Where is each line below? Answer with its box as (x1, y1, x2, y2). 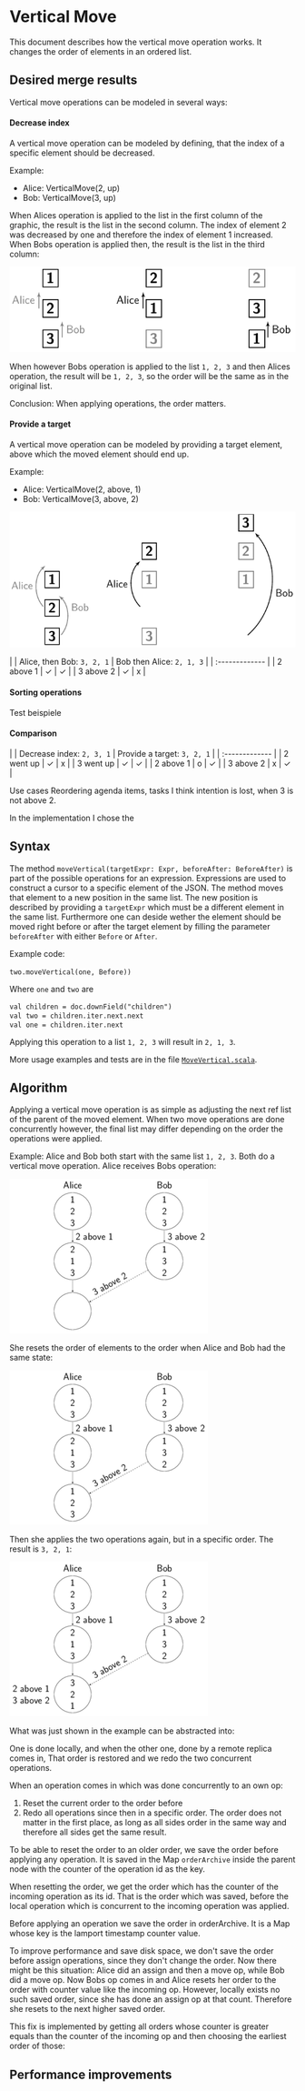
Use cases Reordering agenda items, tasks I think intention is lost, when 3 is (9, 785, 294, 796)
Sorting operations (9, 687, 82, 698)
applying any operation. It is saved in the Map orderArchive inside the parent (9, 1854, 296, 1865)
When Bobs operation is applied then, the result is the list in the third (9, 238, 265, 249)
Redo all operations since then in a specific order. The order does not (22, 1807, 282, 1818)
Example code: (9, 948, 65, 959)
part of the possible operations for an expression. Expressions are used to (9, 872, 287, 883)
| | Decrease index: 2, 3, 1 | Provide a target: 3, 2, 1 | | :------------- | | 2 (9, 748, 289, 759)
